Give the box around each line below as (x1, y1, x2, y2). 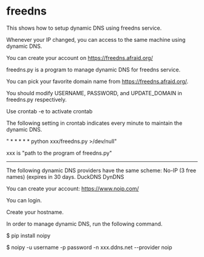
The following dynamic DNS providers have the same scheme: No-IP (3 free (6, 167, 196, 174)
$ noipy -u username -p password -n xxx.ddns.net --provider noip (6, 244, 172, 251)
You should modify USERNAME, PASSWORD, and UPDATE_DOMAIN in (6, 89, 182, 96)
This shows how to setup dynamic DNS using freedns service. (6, 24, 162, 32)
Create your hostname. (6, 208, 64, 216)
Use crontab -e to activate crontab (6, 107, 93, 115)
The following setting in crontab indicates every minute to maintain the (6, 119, 183, 127)
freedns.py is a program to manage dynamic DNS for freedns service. (6, 65, 181, 73)
